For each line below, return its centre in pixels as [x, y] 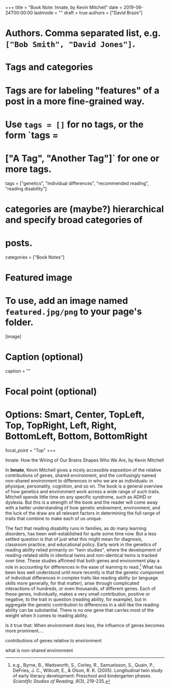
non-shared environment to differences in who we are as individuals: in [79, 481]
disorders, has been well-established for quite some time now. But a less [81, 534]
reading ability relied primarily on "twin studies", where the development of [83, 550]
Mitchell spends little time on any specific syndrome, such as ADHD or [78, 497]
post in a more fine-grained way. [75, 101]
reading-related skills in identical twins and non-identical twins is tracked [81, 555]
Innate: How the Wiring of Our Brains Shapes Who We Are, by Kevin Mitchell [85, 460]
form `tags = [32, 135]
